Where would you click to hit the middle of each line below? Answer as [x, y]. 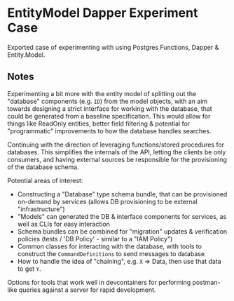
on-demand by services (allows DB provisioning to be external [107, 201]
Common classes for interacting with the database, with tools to [109, 246]
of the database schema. [43, 167]
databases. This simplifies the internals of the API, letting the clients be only [117, 152]
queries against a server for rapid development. [87, 290]
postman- [206, 282]
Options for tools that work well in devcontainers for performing [99, 282]
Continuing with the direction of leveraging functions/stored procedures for [116, 145]
